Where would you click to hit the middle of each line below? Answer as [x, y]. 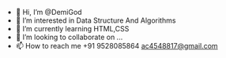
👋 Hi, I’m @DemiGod [49, 12]
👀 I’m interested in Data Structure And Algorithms [96, 20]
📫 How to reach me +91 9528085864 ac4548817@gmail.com [117, 46]
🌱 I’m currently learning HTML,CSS [72, 29]
